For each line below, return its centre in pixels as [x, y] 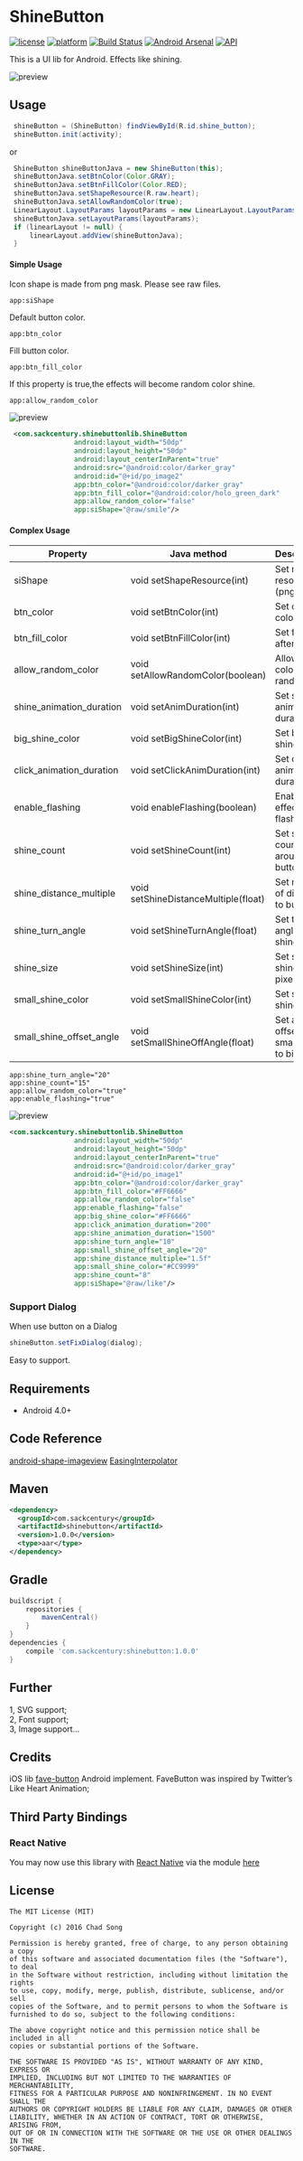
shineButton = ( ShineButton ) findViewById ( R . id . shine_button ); [134, 126]
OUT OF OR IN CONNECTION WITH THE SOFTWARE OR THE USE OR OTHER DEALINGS [151, 2133]
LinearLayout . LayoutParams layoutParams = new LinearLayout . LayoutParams [155, 210]
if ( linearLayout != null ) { [68, 227]
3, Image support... [45, 1729]
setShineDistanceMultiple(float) [197, 899]
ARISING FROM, [36, 2125]
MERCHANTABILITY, [42, 2085]
